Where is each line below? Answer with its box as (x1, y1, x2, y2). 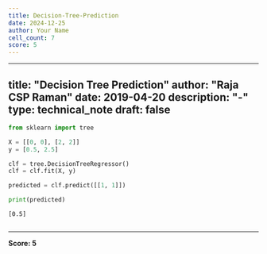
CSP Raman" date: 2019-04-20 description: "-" (8, 90, 249, 104)
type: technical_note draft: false (8, 102, 171, 116)
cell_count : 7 (8, 33, 56, 42)
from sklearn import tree (8, 124, 94, 132)
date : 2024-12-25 (8, 19, 66, 27)
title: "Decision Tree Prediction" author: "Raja (8, 78, 239, 91)
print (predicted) (8, 196, 66, 204)
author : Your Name (8, 26, 69, 34)
